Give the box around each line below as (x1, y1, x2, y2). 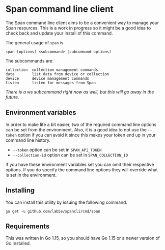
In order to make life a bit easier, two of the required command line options (5, 122, 157, 127)
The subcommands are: (5, 58, 54, 63)
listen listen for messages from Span (5, 80, 96, 85)
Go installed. (5, 240, 31, 247)
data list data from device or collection (5, 71, 110, 77)
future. (5, 94, 19, 100)
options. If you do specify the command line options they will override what (5, 166, 158, 173)
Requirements (5, 222, 50, 230)
